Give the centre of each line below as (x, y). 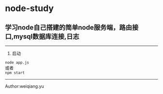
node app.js (17, 63)
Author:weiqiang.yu (25, 86)
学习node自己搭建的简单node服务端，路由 (69, 27)
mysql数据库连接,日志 (47, 36)
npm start (15, 73)
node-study (30, 8)
